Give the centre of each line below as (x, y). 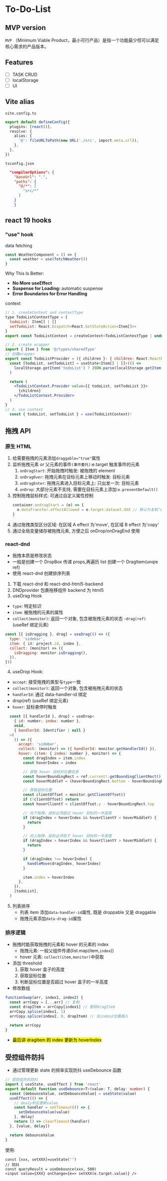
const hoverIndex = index (50, 763)
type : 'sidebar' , (28, 639)
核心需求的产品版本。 (27, 46)
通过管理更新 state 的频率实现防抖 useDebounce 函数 (67, 1070)
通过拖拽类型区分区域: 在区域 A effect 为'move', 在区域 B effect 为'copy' (85, 524)
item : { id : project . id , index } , (45, 643)
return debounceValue (32, 1135)
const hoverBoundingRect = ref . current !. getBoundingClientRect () (92, 777)
